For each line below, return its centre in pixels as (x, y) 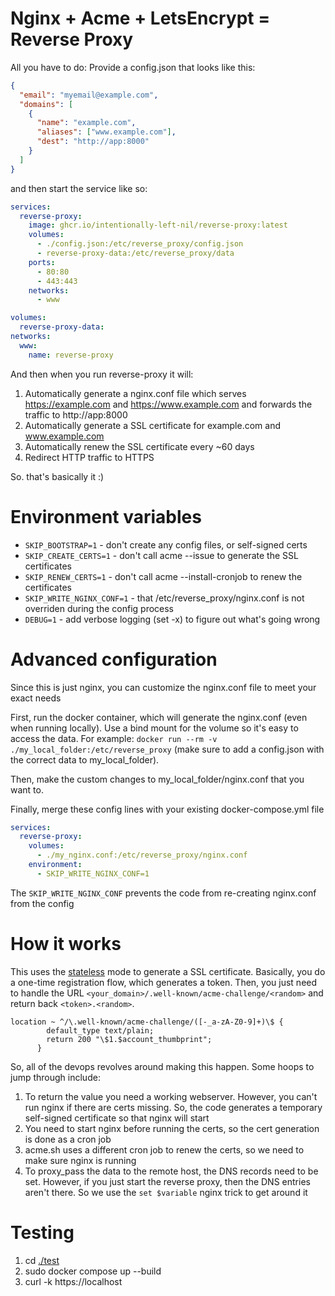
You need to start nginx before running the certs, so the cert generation (172, 1128)
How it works (66, 944)
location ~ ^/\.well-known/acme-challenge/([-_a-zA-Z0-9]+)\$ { (147, 1022)
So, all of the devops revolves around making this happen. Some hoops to (162, 1066)
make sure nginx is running (80, 1160)
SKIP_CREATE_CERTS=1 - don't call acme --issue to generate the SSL (161, 555)
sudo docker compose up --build (93, 1271)
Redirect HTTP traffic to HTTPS (89, 457)
